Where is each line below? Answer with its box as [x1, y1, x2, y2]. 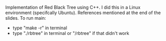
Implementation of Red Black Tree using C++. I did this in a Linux [5, 5, 141, 10]
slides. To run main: [5, 15, 47, 21]
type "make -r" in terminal [12, 25, 68, 31]
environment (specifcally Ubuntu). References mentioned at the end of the [5, 10, 161, 16]
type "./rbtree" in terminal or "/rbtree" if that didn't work [12, 30, 129, 36]
